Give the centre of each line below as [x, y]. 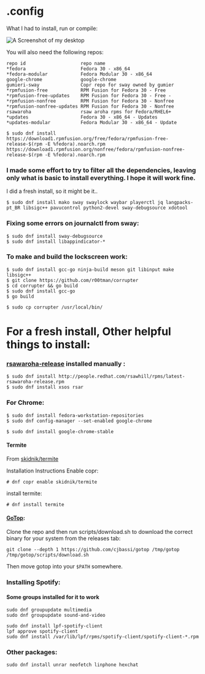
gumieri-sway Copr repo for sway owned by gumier [90, 85]
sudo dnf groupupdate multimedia [49, 610]
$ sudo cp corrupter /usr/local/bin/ [55, 307]
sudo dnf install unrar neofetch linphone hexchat [72, 665]
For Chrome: [25, 402]
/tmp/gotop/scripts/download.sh [48, 555]
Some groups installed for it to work [53, 597]
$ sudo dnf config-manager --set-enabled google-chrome [79, 421]
